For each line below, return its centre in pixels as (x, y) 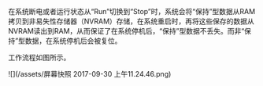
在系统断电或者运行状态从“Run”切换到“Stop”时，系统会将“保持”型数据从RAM (132, 11)
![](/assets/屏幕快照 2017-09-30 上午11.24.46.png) (90, 74)
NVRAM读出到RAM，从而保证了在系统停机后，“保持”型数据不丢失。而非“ (126, 31)
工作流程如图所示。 (39, 57)
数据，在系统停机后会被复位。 (73, 41)
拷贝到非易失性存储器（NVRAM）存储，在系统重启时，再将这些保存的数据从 (131, 21)
